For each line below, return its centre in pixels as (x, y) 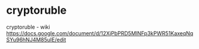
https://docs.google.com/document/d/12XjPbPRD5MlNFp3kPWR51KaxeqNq (100, 33)
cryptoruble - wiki (28, 27)
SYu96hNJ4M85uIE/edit (36, 39)
